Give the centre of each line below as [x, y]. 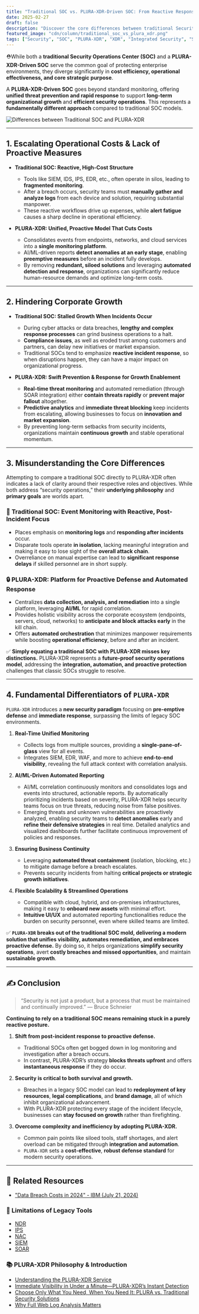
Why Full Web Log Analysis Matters [58, 1305]
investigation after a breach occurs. [67, 1054]
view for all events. [61, 751]
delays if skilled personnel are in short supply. [71, 563]
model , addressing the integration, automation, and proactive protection [97, 664]
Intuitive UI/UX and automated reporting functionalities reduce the [105, 914]
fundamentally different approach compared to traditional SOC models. [94, 108]
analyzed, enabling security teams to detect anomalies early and [103, 818]
